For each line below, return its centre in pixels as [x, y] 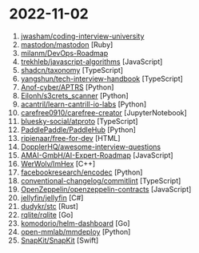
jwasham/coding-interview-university [82, 36]
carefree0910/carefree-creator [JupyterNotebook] [103, 112]
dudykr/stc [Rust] [50, 206]
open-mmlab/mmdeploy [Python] [76, 231]
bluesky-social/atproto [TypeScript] [79, 121]
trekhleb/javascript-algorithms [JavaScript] [92, 62]
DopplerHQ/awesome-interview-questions [91, 147]
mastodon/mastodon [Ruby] [67, 44]
